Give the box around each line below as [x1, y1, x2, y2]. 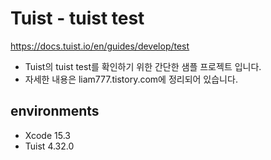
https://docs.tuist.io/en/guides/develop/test [10, 40, 190, 52]
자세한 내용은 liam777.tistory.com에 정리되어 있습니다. [24, 73, 238, 85]
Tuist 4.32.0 [24, 140, 75, 152]
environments [10, 103, 100, 120]
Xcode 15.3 [24, 129, 71, 141]
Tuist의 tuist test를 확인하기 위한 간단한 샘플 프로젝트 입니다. [24, 60, 262, 72]
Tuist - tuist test [10, 7, 145, 30]
